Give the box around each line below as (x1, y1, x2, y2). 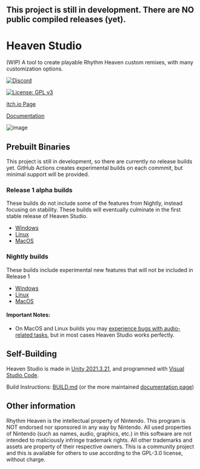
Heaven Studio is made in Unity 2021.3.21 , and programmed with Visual (6, 365, 185, 372)
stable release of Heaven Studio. (6, 213, 88, 220)
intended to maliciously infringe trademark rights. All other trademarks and (6, 436, 193, 443)
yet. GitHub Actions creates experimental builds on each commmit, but (6, 164, 183, 172)
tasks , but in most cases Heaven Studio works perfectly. (34, 331, 175, 338)
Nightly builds (6, 252, 48, 261)
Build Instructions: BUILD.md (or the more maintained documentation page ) (6, 383, 195, 391)
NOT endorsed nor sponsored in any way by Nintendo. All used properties (6, 423, 192, 431)
